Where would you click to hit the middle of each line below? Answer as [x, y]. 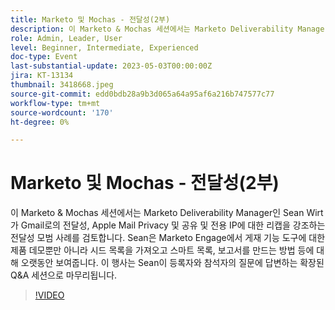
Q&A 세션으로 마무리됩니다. [64, 275]
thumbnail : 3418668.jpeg [62, 85]
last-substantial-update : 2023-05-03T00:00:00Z [111, 66]
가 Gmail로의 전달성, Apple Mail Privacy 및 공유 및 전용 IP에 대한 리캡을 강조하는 [168, 225]
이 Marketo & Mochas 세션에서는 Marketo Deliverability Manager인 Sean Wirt [167, 213]
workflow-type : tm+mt [55, 103]
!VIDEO [49, 295]
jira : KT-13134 [42, 76]
